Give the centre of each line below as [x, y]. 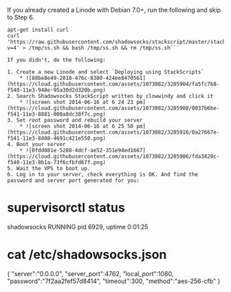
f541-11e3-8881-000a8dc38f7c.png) [57, 114]
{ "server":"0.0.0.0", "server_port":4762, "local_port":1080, [90, 273]
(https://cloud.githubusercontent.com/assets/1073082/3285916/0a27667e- [113, 132]
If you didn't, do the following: [57, 60]
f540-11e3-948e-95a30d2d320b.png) [57, 90]
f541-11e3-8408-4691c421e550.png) [57, 138]
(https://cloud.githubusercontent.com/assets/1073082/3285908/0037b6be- [113, 108]
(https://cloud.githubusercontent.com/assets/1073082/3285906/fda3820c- [113, 156]
